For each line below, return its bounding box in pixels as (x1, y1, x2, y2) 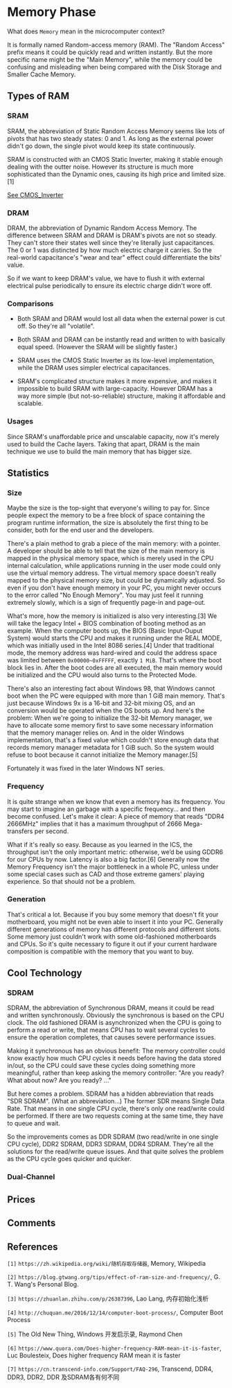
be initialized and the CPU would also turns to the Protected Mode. (7, 671, 197, 679)
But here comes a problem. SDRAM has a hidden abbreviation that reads (7, 1089, 214, 1098)
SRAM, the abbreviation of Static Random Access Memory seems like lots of (7, 126, 225, 135)
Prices (7, 1194, 36, 1205)
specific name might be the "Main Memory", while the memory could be (7, 55, 213, 63)
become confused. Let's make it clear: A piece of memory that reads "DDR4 (7, 812, 225, 820)
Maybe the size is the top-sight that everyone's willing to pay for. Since (7, 504, 210, 512)
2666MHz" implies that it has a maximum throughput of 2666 (7, 819, 182, 828)
